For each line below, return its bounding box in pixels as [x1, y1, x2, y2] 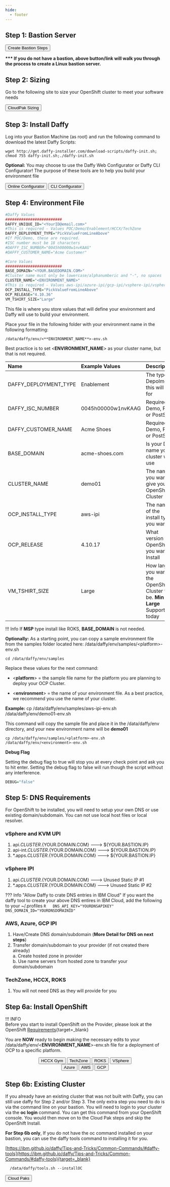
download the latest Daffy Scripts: [5, 139, 76, 145]
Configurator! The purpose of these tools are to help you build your [5, 167, 145, 173]
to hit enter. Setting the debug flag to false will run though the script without [5, 764, 163, 770]
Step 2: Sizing [5, 76, 50, 84]
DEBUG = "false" [5, 779, 35, 784]
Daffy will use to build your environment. [5, 311, 90, 317]
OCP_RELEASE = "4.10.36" [5, 292, 53, 297]
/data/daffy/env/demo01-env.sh [5, 710, 71, 716]
